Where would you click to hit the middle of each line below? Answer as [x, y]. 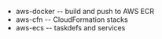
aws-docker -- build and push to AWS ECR [85, 11]
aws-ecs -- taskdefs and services [70, 28]
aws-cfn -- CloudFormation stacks [72, 19]
